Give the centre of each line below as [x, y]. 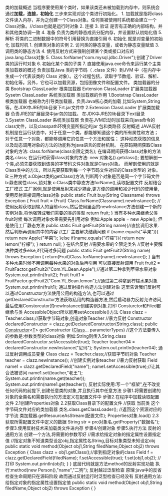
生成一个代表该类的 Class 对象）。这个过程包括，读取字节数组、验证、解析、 [83, 76]
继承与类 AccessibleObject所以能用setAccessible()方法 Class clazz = [76, 312]
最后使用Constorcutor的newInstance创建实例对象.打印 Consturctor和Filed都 [83, 306]
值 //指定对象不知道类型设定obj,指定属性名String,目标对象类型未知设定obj [80, 440]
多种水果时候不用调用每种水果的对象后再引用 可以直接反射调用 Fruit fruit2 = [83, 263]
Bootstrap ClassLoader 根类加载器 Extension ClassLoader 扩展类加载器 [84, 89]
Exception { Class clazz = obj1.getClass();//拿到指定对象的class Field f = [79, 452]
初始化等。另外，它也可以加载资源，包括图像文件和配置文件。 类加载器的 [80, 82]
